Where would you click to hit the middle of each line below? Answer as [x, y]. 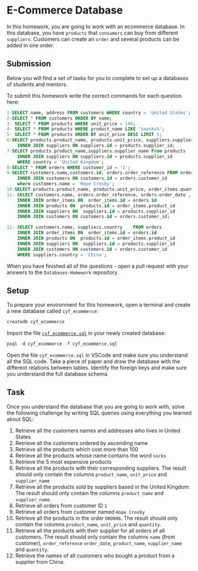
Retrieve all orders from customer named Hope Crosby [80, 512]
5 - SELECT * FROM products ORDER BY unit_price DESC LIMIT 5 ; [84, 135]
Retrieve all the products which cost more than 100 [77, 449]
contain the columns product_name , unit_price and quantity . [88, 524]
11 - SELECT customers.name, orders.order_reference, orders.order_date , [99, 195]
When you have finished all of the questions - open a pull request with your [98, 266]
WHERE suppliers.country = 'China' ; [62, 255]
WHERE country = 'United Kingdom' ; [61, 162]
